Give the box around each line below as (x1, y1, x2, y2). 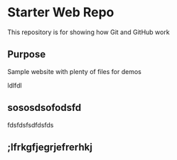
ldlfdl (7, 81, 23, 90)
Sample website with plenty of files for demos (7, 67, 142, 75)
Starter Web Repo (7, 4, 114, 21)
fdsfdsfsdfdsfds (7, 120, 54, 129)
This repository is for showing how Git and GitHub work (7, 28, 170, 36)
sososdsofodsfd (7, 102, 82, 114)
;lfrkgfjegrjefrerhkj (7, 141, 92, 153)
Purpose (7, 48, 46, 60)
